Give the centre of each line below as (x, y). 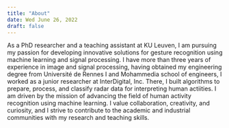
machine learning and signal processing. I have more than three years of (109, 60)
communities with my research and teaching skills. (78, 118)
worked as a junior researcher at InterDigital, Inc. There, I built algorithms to (113, 82)
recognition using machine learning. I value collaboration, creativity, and (109, 103)
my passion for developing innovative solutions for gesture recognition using (115, 52)
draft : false (26, 26)
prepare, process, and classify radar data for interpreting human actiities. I (112, 89)
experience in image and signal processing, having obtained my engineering (114, 67)
